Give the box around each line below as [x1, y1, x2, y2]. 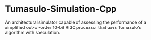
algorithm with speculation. [5, 29, 61, 35]
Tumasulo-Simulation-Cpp [5, 3, 117, 14]
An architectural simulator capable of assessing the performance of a [5, 19, 147, 25]
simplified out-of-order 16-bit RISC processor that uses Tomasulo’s [5, 24, 141, 30]
